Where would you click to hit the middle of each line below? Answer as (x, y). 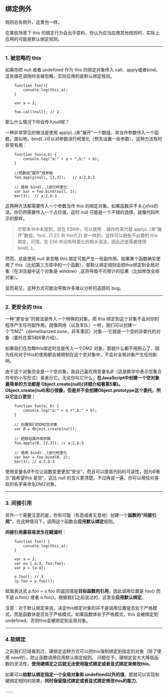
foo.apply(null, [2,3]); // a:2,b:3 (54, 178)
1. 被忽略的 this (23, 58)
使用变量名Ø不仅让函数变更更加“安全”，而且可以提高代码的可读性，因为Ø (80, 472)
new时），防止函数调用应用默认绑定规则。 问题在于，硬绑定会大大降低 (82, 657)
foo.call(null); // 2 (36, 112)
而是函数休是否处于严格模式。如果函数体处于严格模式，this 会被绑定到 (86, 614)
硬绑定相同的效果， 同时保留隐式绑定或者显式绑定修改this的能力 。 (73, 681)
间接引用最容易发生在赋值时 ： (36, 532)
